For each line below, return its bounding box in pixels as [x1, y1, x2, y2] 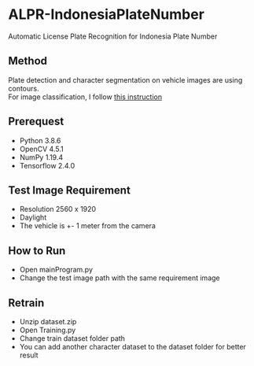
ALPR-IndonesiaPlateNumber [8, 6, 204, 24]
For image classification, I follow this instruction [8, 92, 163, 102]
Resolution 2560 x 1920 [19, 205, 97, 214]
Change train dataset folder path [19, 334, 126, 343]
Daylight [19, 213, 47, 222]
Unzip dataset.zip [19, 317, 77, 326]
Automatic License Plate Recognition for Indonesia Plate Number [8, 31, 218, 41]
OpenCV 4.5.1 [19, 144, 64, 153]
